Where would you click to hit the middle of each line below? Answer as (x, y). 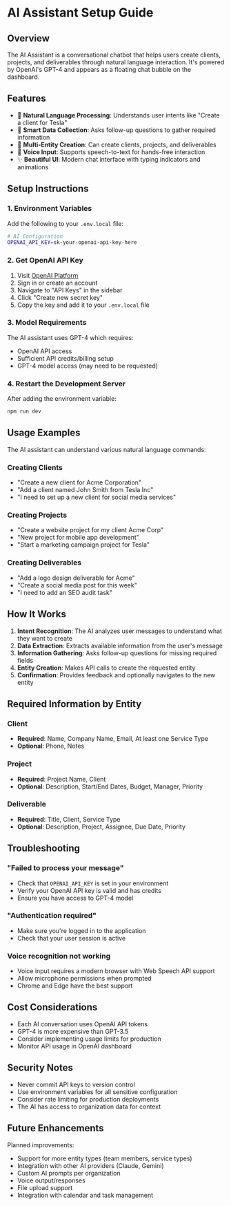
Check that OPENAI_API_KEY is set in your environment (93, 883)
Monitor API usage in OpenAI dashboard (74, 1046)
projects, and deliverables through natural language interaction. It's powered (116, 62)
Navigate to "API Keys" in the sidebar (70, 290)
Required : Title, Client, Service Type (69, 819)
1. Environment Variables (50, 209)
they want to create (45, 638)
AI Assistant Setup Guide (80, 13)
